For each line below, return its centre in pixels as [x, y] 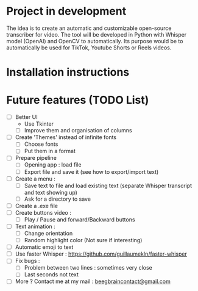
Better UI [26, 117]
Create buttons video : [43, 212]
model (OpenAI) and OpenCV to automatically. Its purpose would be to [95, 41]
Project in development [66, 11]
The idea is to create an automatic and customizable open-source [89, 28]
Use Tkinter [39, 124]
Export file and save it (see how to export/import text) [91, 171]
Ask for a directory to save [58, 199]
